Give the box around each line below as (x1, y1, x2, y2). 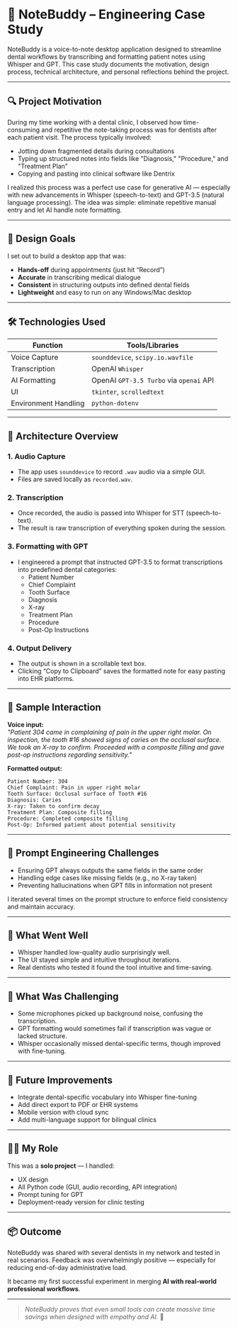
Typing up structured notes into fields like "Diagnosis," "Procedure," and (17, 154, 229, 162)
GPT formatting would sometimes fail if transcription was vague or (17, 1024, 212, 1033)
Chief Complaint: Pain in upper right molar (7, 784, 141, 791)
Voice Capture (11, 352, 59, 362)
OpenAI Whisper (91, 364, 144, 374)
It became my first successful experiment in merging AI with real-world (7, 1277, 217, 1285)
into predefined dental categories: (17, 565, 118, 573)
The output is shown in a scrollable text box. (17, 659, 147, 668)
